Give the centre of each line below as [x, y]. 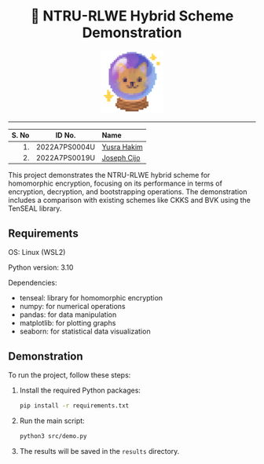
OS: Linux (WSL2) [37, 252]
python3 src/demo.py [53, 436]
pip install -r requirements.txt [74, 406]
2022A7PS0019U [66, 157]
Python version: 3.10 [41, 267]
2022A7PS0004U [66, 147]
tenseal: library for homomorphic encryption [91, 298]
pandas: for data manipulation [68, 315]
